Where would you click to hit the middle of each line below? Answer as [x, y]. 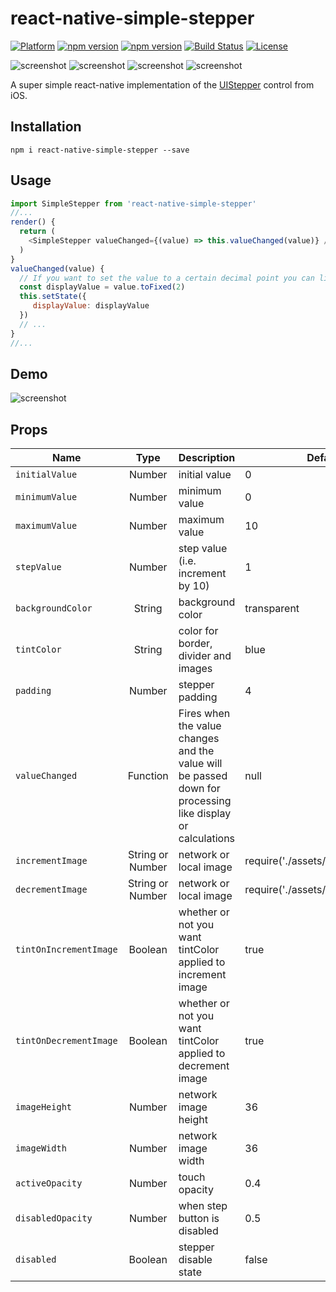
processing [205, 801]
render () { [33, 222]
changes [199, 739]
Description [207, 458]
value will [200, 764]
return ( [37, 232]
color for [198, 631]
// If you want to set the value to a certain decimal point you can [167, 278]
